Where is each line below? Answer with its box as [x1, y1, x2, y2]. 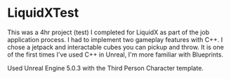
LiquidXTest [7, 5, 79, 21]
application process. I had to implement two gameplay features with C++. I [7, 35, 223, 43]
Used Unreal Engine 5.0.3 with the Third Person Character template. [7, 64, 204, 72]
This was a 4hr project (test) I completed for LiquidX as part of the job [7, 28, 209, 36]
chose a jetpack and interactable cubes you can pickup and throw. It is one [7, 43, 225, 51]
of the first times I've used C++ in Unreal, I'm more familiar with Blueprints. [7, 50, 223, 59]
